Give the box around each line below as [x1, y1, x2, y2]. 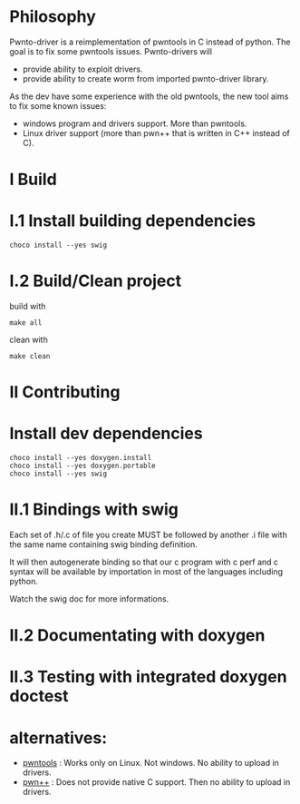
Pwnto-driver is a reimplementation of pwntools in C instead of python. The [9, 36, 291, 47]
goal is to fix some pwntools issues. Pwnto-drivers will [9, 45, 213, 56]
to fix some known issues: [9, 100, 107, 111]
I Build [9, 170, 57, 190]
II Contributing [9, 382, 121, 403]
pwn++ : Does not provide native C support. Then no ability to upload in [22, 777, 291, 788]
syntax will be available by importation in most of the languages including [9, 566, 284, 577]
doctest [9, 686, 69, 707]
